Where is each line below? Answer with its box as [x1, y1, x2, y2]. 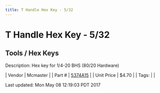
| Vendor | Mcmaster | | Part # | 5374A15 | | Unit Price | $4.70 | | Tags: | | [5, 72, 155, 78]
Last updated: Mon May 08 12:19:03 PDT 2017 [5, 81, 101, 88]
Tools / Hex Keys [5, 49, 59, 58]
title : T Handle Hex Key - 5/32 [5, 7, 73, 13]
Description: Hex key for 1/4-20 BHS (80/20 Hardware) [5, 62, 120, 68]
